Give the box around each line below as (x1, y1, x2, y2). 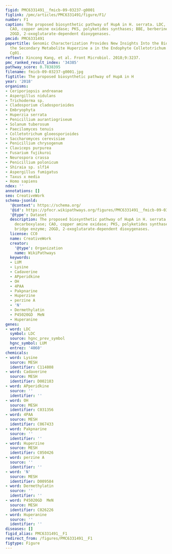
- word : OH (5, 398, 29, 403)
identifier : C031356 (10, 408, 54, 413)
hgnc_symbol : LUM (10, 341, 47, 346)
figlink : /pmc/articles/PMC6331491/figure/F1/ (5, 12, 106, 17)
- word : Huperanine (5, 512, 47, 517)
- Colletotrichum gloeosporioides (5, 131, 79, 136)
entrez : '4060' (10, 346, 42, 351)
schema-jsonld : (5, 198, 38, 203)
